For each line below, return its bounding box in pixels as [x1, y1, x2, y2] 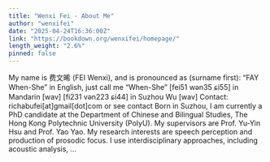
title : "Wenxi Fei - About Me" [8, 11, 115, 20]
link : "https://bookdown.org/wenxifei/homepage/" [8, 34, 181, 43]
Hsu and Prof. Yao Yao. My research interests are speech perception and [8, 127, 253, 136]
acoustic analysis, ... [8, 144, 77, 154]
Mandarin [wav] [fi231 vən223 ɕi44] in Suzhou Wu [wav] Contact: [8, 92, 229, 101]
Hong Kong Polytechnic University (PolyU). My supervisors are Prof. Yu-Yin [8, 118, 261, 128]
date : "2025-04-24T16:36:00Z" [8, 27, 111, 35]
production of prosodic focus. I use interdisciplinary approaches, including [8, 135, 259, 145]
